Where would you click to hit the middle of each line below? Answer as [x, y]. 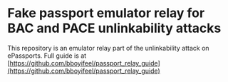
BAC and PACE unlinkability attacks [114, 28]
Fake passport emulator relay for [106, 13]
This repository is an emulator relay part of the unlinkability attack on [108, 48]
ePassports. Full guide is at [47, 56]
